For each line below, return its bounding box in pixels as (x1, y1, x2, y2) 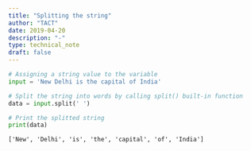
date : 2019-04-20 (8, 26, 66, 34)
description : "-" (8, 33, 66, 42)
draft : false (8, 48, 52, 56)
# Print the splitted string (8, 114, 105, 122)
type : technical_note (8, 41, 80, 49)
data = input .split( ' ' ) (8, 99, 91, 107)
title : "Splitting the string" (8, 11, 112, 20)
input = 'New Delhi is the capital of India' (8, 77, 161, 86)
